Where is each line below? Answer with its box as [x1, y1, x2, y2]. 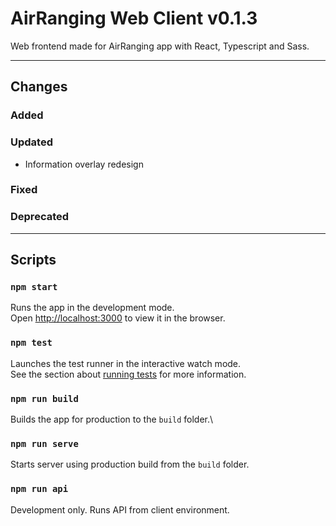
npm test [10, 337, 53, 349]
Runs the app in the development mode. [10, 302, 175, 314]
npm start [10, 282, 58, 293]
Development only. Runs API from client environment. [10, 503, 230, 516]
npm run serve [10, 438, 79, 449]
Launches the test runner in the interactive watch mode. [10, 357, 242, 369]
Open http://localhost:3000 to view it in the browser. [10, 312, 226, 324]
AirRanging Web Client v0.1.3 [10, 7, 258, 30]
